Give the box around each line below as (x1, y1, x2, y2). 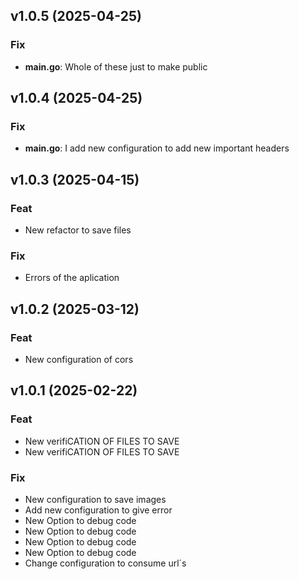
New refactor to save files (24, 224, 132, 236)
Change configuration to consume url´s (24, 557, 187, 569)
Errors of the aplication (24, 272, 120, 284)
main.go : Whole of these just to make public (24, 60, 208, 73)
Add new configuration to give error (24, 504, 173, 516)
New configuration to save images (24, 494, 167, 506)
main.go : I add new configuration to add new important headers (24, 142, 290, 154)
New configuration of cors (24, 354, 134, 366)
